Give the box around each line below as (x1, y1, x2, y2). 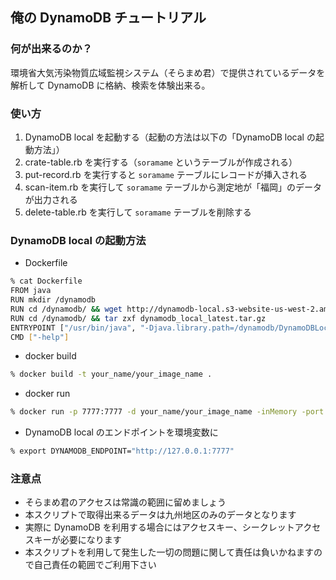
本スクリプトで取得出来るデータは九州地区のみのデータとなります (24, 509, 297, 521)
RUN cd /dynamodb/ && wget (10, 304, 123, 314)
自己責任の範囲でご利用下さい (33, 559, 157, 571)
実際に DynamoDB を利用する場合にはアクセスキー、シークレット (24, 521, 295, 533)
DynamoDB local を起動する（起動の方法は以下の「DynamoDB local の (24, 131, 316, 143)
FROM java (10, 286, 52, 296)
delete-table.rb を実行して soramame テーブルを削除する (24, 206, 252, 218)
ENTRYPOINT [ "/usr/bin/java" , (10, 323, 137, 333)
